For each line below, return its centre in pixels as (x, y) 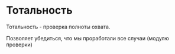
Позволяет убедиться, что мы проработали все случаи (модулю (88, 38)
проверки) (19, 45)
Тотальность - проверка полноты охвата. (58, 27)
